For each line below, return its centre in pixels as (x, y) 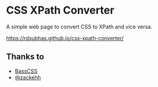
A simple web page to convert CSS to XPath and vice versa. (79, 27)
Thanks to (25, 57)
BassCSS (26, 71)
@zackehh (28, 77)
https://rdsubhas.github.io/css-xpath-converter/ (65, 38)
